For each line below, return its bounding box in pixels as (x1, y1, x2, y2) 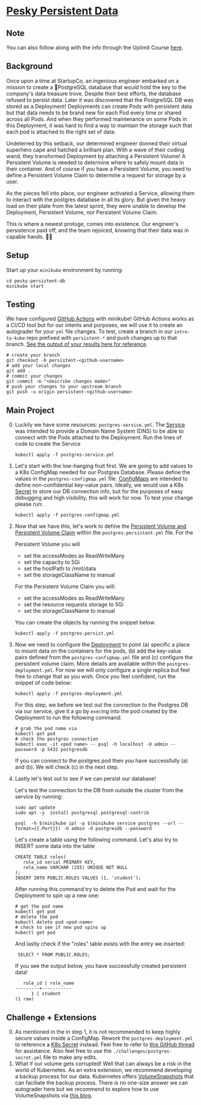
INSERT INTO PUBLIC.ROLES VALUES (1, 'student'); (14, 875, 142, 881)
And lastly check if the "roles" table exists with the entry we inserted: (14, 940, 185, 947)
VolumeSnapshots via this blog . (14, 1092, 93, 1099)
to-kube (6, 336, 26, 342)
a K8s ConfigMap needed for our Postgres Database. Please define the (14, 469, 190, 476)
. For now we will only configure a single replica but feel (53, 666, 190, 674)
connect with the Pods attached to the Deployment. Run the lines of (14, 434, 182, 441)
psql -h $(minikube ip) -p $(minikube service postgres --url (14, 820, 176, 826)
